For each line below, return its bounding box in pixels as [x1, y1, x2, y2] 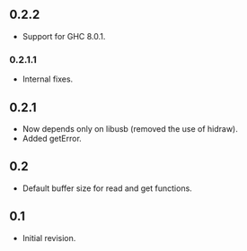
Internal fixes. [22, 74, 74, 84]
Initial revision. [22, 232, 76, 243]
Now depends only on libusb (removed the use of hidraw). [22, 123, 238, 134]
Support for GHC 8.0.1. [22, 30, 106, 41]
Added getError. [22, 133, 83, 143]
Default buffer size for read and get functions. [22, 183, 193, 194]
